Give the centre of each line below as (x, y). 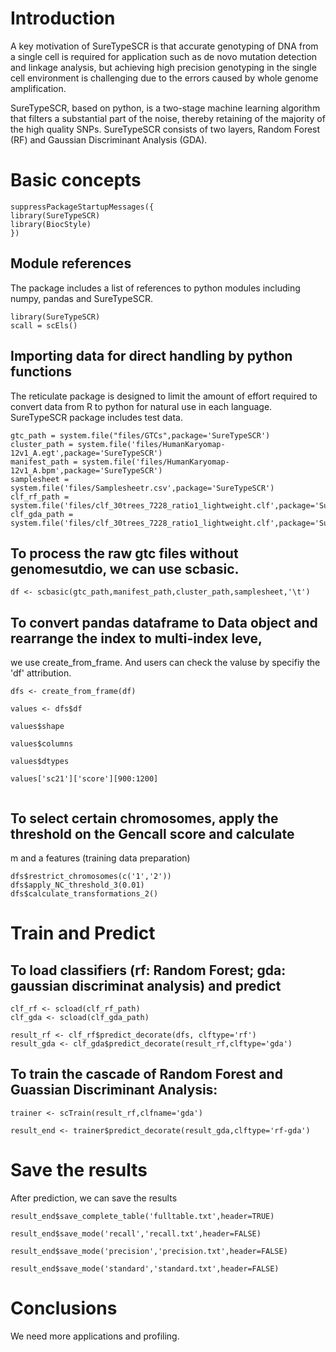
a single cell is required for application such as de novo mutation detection (164, 56)
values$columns (42, 744)
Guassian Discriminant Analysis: (114, 1090)
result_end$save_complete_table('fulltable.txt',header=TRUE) (142, 1216)
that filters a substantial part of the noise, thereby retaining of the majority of (168, 118)
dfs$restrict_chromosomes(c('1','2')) (91, 876)
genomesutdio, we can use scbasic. (125, 568)
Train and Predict (83, 933)
